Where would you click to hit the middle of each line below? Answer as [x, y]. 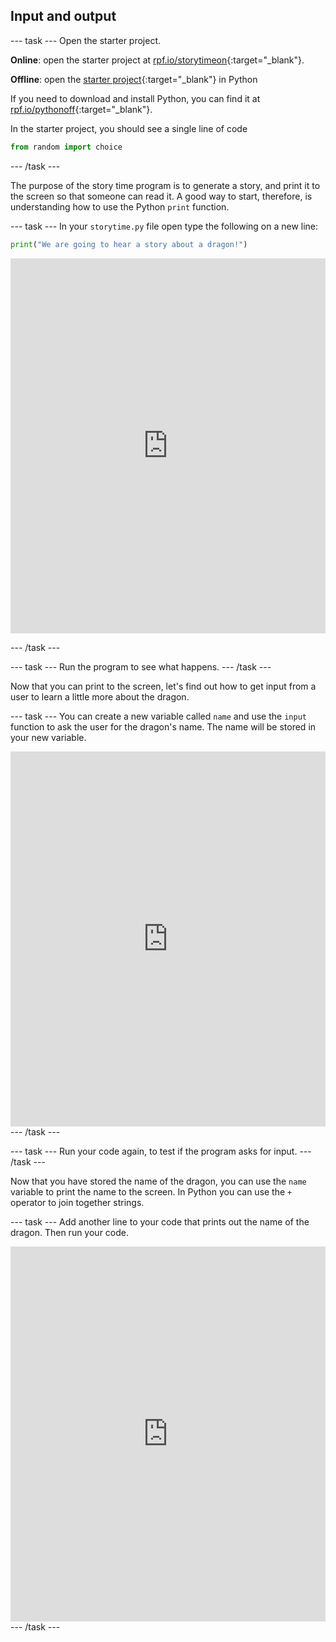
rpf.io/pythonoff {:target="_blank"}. [81, 109]
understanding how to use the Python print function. [120, 206]
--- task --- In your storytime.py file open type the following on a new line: [164, 226]
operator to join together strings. [77, 1202]
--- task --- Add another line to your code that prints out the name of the [160, 1221]
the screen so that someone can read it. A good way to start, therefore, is [161, 196]
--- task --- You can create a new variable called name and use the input [158, 716]
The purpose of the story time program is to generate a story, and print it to [165, 185]
